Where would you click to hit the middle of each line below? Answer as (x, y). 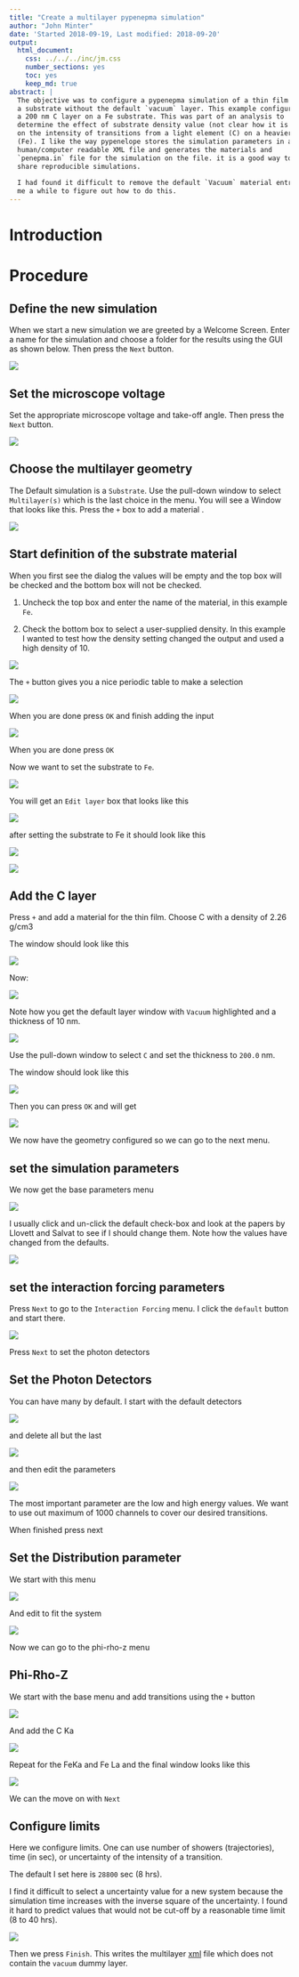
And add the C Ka (41, 1731)
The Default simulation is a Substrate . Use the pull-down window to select (145, 490)
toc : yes (41, 76)
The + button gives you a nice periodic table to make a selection (126, 682)
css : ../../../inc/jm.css (73, 59)
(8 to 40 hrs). (33, 1920)
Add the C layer (53, 896)
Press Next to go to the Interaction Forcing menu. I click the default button (149, 1309)
